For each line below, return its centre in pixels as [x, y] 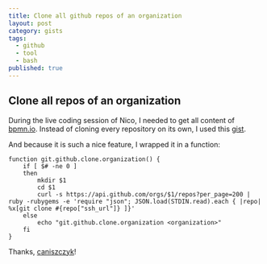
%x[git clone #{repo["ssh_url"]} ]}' [72, 208]
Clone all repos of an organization [95, 101]
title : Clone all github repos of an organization [95, 16]
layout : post [30, 23]
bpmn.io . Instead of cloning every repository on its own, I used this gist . [127, 129]
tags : [17, 38]
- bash [27, 61]
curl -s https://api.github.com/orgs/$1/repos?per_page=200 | [144, 194]
